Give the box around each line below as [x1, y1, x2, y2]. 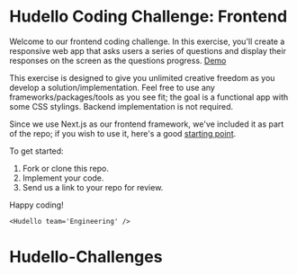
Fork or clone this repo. [22, 163, 110, 173]
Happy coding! [9, 200, 65, 210]
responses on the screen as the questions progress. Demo [9, 55, 227, 66]
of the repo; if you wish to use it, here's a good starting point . [9, 128, 237, 138]
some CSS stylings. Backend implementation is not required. [9, 101, 234, 111]
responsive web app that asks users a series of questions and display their [9, 45, 286, 56]
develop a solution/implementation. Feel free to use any [9, 82, 216, 93]
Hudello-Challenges [9, 247, 163, 267]
